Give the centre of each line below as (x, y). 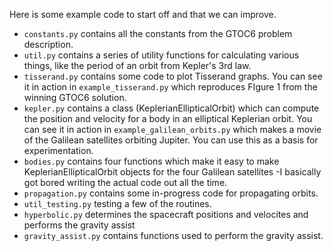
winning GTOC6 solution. (75, 97)
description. (48, 44)
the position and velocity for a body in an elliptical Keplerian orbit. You (168, 118)
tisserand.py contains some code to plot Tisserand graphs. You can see (173, 76)
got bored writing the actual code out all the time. (125, 182)
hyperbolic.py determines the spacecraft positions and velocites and (166, 214)
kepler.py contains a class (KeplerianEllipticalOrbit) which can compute (171, 108)
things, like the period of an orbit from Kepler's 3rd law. (137, 65)
